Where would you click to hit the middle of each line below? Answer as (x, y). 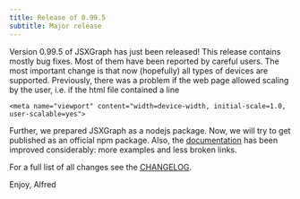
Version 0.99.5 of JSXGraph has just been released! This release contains (145, 51)
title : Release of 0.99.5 (57, 17)
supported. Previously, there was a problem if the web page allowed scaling (149, 80)
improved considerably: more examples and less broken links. (123, 150)
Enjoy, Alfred (33, 184)
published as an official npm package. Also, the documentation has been (144, 140)
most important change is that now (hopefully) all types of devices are (139, 70)
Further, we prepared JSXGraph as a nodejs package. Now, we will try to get (150, 130)
